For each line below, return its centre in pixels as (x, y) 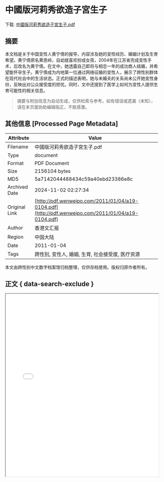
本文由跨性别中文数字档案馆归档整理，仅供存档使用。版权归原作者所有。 (77, 267)
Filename (18, 147)
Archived (18, 187)
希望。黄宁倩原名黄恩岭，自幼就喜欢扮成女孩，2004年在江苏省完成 (72, 60)
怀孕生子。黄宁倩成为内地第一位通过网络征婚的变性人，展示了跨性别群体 (86, 72)
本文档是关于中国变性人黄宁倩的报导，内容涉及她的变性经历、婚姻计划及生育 (82, 54)
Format (16, 163)
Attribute (19, 138)
